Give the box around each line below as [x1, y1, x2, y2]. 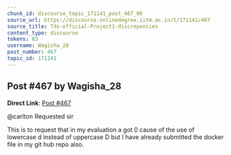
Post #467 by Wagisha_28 [7, 81, 122, 92]
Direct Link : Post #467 [7, 99, 71, 107]
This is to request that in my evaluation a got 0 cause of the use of [7, 125, 195, 134]
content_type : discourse [7, 29, 78, 37]
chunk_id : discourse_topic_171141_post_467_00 [7, 10, 143, 17]
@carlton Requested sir [7, 112, 74, 121]
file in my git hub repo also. [7, 140, 85, 148]
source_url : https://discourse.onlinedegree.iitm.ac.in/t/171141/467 [7, 17, 211, 23]
